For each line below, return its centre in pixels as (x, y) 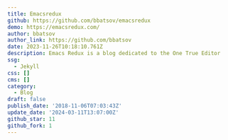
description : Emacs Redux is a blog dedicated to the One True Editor (114, 54)
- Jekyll (27, 66)
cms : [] (19, 80)
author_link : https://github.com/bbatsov (70, 40)
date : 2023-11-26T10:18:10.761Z (55, 47)
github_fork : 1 (30, 126)
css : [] (19, 73)
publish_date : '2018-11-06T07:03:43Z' (65, 106)
